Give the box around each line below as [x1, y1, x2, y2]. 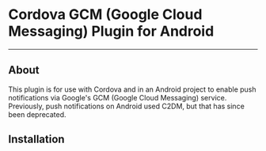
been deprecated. [8, 109, 66, 119]
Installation [8, 133, 65, 146]
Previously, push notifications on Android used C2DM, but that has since [8, 101, 245, 111]
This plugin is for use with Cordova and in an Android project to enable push [8, 85, 256, 94]
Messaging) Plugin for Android [8, 22, 215, 40]
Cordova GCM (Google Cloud [8, 6, 203, 24]
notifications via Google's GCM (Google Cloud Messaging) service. [8, 92, 227, 102]
